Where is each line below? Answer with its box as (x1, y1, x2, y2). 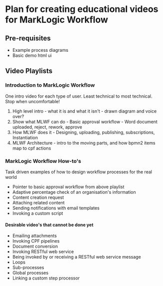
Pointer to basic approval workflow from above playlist (12, 183, 125, 190)
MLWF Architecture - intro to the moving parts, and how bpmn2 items (12, 140, 156, 145)
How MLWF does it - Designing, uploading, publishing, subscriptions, (12, 129, 155, 135)
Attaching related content (12, 199, 65, 205)
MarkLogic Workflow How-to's (5, 157, 81, 164)
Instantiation (12, 135, 38, 141)
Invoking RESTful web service (12, 249, 74, 255)
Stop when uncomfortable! (5, 98, 60, 104)
